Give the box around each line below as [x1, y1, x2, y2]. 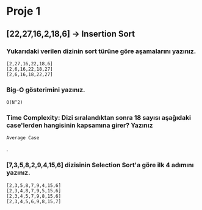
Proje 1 [6, 4, 41, 18]
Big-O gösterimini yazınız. [6, 85, 85, 94]
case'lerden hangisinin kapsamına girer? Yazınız [6, 121, 153, 129]
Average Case [6, 135, 40, 141]
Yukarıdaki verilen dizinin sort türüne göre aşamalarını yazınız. [6, 47, 197, 56]
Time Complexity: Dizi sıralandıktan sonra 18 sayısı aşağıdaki [6, 114, 191, 122]
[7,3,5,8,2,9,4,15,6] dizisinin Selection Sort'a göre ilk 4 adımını [6, 161, 194, 169]
